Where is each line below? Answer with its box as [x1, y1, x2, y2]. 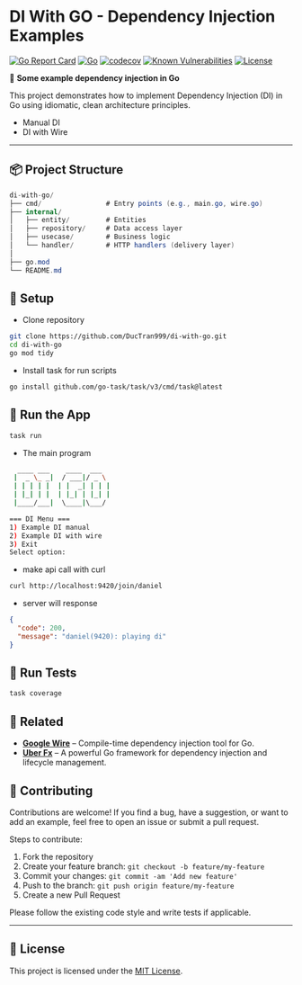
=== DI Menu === [9, 515, 70, 524]
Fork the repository [22, 851, 94, 862]
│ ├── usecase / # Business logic [9, 232, 171, 242]
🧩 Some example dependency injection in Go [9, 72, 180, 83]
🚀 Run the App [9, 407, 92, 423]
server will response [22, 598, 98, 609]
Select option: [9, 548, 67, 557]
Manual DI [22, 117, 60, 128]
